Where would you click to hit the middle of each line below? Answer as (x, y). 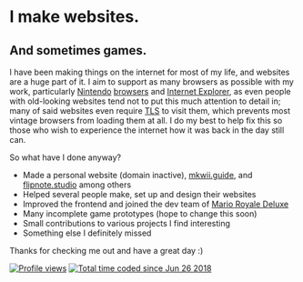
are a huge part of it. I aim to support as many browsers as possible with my (151, 82)
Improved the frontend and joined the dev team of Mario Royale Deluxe (156, 204)
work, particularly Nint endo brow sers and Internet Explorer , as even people (150, 91)
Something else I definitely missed (87, 233)
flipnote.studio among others (77, 185)
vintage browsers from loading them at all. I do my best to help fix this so (146, 121)
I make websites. (74, 17)
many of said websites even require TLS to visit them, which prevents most (150, 111)
